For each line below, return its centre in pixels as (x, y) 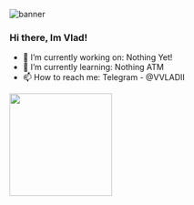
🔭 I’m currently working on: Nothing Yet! (97, 57)
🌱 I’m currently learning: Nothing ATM (93, 67)
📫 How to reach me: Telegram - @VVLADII (103, 77)
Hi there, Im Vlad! (49, 37)
